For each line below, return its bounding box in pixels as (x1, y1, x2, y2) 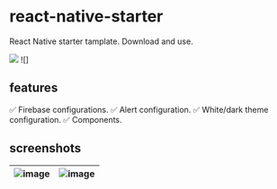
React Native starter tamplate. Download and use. (9, 36, 193, 47)
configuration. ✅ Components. (9, 114, 123, 125)
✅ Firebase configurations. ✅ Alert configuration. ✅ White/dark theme (9, 104, 269, 115)
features (9, 81, 58, 96)
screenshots (9, 141, 82, 156)
